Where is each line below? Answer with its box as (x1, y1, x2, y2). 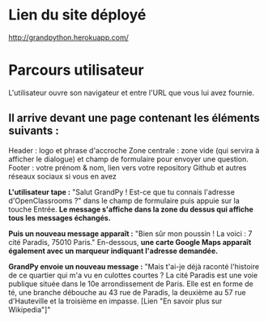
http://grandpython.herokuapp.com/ (8, 32, 130, 42)
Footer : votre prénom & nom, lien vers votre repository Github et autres (8, 162, 247, 172)
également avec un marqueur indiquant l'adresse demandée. (8, 246, 219, 255)
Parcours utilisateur (8, 61, 144, 79)
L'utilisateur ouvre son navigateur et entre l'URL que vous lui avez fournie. (8, 88, 255, 97)
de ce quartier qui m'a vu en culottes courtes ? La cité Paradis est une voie (8, 270, 258, 280)
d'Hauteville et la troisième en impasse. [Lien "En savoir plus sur (8, 296, 223, 306)
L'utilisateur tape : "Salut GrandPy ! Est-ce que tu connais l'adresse (8, 187, 235, 196)
